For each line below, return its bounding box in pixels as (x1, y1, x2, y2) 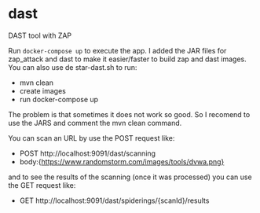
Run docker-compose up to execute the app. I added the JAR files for (8, 46, 227, 55)
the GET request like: (8, 180, 76, 189)
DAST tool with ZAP (8, 31, 72, 40)
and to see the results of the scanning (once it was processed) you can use (8, 172, 253, 182)
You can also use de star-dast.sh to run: (8, 62, 137, 72)
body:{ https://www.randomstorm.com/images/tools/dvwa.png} (19, 156, 225, 166)
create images (19, 86, 67, 95)
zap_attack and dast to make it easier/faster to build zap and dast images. (8, 54, 247, 64)
